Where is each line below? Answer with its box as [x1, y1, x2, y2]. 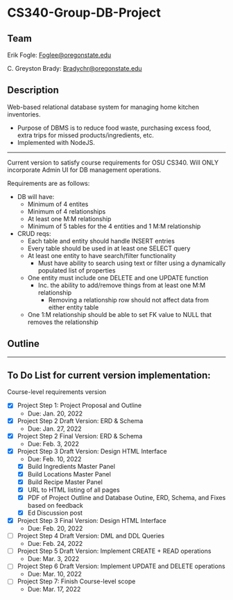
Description [7, 85, 59, 96]
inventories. [7, 110, 41, 119]
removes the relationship [27, 318, 98, 326]
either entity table [48, 303, 99, 311]
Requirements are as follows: [7, 179, 90, 187]
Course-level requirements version [7, 388, 107, 396]
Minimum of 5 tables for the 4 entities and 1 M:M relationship [27, 222, 201, 230]
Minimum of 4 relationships [27, 207, 106, 216]
